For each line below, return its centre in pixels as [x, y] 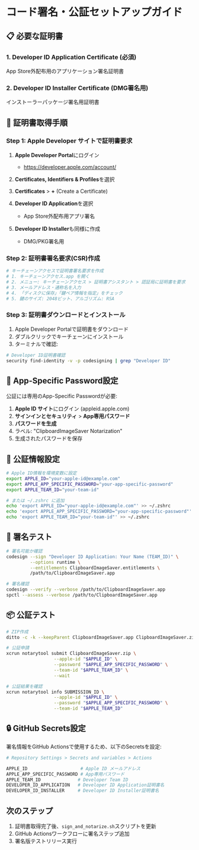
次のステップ [30, 810]
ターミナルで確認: [36, 344]
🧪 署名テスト [29, 537]
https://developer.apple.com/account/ [70, 167]
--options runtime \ [55, 562]
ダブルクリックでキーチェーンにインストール [69, 336]
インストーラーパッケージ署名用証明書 [53, 102]
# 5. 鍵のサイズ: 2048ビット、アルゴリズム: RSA [60, 299]
